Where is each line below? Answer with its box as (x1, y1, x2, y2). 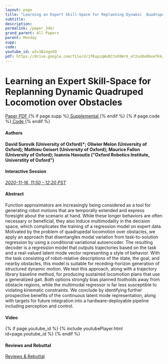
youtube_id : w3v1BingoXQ (5, 49, 57, 54)
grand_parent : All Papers (5, 30, 59, 35)
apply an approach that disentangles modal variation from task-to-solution (5, 233, 158, 240)
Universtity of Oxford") (5, 157, 54, 163)
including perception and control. (5, 303, 73, 309)
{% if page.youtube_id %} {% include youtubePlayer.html (5, 325, 123, 331)
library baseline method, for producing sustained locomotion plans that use (5, 271, 160, 277)
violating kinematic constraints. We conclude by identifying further (5, 287, 142, 293)
